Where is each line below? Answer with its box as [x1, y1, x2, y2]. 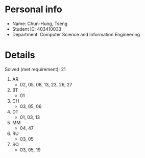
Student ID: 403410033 [12, 26, 62, 32]
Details [5, 50, 35, 61]
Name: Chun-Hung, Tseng [12, 20, 68, 27]
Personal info [5, 4, 62, 15]
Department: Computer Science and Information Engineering [12, 31, 140, 37]
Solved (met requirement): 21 [5, 66, 66, 72]
